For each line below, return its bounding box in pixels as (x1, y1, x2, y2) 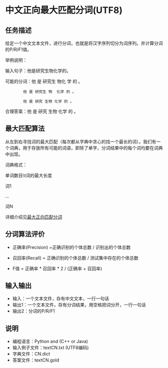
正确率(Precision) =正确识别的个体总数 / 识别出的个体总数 (12, 244, 131, 250)
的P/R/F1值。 (5, 46, 31, 52)
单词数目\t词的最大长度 (5, 172, 52, 178)
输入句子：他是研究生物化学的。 (5, 68, 71, 73)
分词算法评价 (5, 230, 45, 238)
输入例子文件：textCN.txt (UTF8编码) (12, 344, 89, 350)
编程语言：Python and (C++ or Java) (12, 338, 88, 344)
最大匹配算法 (5, 124, 45, 133)
